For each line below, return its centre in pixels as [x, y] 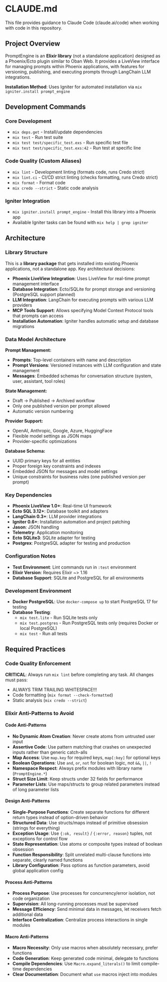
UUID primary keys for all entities [46, 461]
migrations [23, 326]
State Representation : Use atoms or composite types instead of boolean [87, 844]
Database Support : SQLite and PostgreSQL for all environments [78, 578]
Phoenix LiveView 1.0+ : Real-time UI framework [62, 506]
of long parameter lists [35, 789]
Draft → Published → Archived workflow [54, 401]
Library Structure [26, 253]
